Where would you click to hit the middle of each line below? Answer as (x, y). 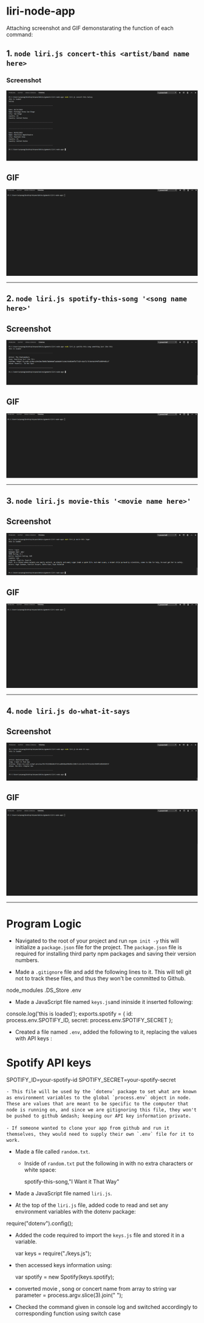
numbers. (27, 960)
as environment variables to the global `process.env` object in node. (99, 1098)
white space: (40, 1170)
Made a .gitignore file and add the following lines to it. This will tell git (103, 972)
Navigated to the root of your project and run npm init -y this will (97, 941)
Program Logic (44, 924)
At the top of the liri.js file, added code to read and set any (92, 1205)
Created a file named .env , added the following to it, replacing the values (106, 1032)
